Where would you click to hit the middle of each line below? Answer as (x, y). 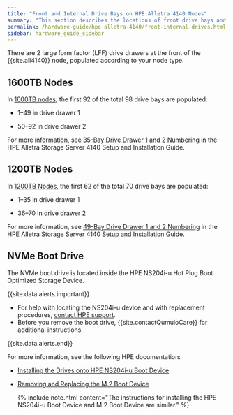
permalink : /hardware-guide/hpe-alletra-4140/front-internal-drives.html (117, 27)
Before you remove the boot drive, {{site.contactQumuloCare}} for (112, 322)
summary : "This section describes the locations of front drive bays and (117, 20)
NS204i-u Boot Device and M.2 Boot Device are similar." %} (103, 405)
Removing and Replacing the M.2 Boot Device (83, 384)
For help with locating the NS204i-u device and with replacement (111, 307)
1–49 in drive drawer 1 (48, 113)
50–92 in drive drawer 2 (52, 126)
